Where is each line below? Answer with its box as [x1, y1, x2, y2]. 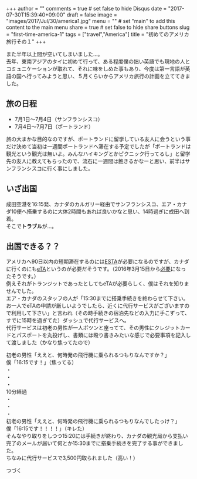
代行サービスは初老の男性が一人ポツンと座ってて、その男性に [6, 324, 155, 331]
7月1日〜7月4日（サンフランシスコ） [14, 115, 103, 122]
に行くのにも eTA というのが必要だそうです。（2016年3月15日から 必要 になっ [6, 265, 186, 272]
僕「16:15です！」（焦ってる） [6, 359, 77, 366]
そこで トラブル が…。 [6, 222, 55, 229]
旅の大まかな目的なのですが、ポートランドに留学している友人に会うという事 [6, 135, 191, 142]
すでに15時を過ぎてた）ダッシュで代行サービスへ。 [6, 317, 130, 324]
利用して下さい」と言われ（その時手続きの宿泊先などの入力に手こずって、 [11, 310, 191, 317]
